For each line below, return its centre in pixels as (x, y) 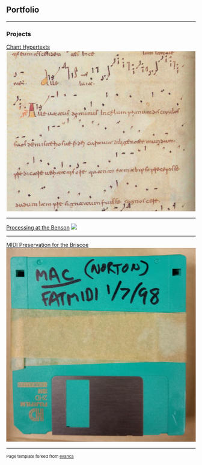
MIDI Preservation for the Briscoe (47, 245)
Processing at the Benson (38, 228)
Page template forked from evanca (40, 456)
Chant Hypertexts (28, 47)
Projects (19, 34)
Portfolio (23, 10)
